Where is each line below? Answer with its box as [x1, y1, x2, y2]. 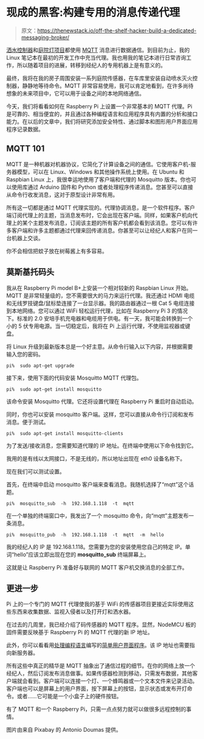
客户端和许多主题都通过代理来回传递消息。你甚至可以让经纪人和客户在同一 [11, 227, 198, 234]
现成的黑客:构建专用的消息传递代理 [6, 5, 180, 19]
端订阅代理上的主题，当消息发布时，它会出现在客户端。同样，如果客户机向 [6, 211, 192, 219]
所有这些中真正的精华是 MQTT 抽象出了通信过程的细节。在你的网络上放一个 [6, 662, 195, 670]
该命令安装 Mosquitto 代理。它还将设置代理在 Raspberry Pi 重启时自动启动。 [6, 397, 197, 405]
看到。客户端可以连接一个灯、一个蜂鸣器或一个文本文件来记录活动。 [27, 677, 198, 685]
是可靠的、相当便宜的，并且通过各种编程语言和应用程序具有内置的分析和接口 [6, 110, 198, 118]
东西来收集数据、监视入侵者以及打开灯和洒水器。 [11, 608, 134, 615]
